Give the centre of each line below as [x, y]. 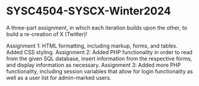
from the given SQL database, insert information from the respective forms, [99, 58]
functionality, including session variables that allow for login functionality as [99, 71]
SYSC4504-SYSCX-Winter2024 [89, 11]
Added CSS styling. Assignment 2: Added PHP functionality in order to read [99, 52]
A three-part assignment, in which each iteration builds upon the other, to [97, 28]
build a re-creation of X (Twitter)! [47, 34]
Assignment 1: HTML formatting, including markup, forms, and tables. [92, 46]
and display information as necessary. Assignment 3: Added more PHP [94, 65]
